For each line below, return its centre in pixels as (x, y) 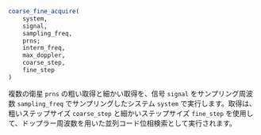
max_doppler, (44, 55)
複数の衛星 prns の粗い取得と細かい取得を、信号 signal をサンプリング (124, 93)
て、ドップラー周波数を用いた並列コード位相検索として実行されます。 (122, 123)
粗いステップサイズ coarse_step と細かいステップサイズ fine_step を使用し (131, 113)
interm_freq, (44, 48)
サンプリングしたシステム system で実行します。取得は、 (164, 103)
